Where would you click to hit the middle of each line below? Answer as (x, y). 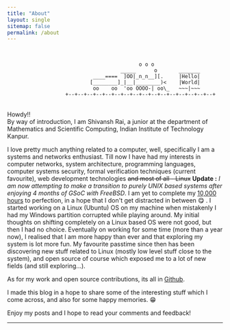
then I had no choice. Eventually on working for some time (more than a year (115, 229)
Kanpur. (18, 136)
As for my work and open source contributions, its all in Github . (96, 279)
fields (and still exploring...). (46, 266)
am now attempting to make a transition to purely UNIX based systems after (115, 186)
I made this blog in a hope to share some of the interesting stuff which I (107, 292)
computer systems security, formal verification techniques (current (102, 171)
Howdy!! (19, 114)
